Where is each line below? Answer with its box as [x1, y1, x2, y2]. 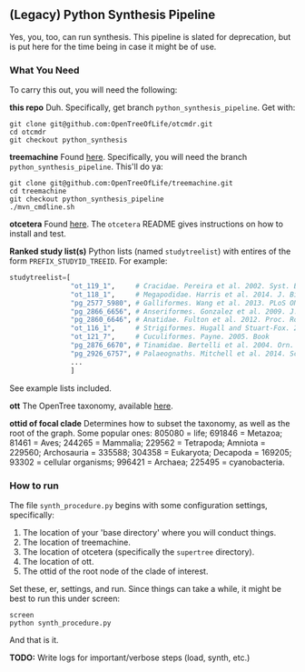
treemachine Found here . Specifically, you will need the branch [9, 152, 248, 163]
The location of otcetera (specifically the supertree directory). [22, 546, 255, 557]
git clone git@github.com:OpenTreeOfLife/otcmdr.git [9, 120, 213, 129]
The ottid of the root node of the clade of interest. [22, 566, 209, 577]
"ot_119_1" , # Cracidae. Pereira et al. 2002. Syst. [70, 281, 290, 290]
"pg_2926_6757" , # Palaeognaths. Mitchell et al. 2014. [70, 349, 286, 358]
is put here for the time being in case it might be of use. [9, 41, 217, 52]
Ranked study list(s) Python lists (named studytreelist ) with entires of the [9, 246, 291, 257]
